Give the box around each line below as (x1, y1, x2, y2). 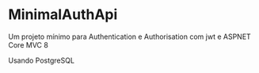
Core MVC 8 (8, 40, 49, 49)
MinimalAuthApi (8, 6, 118, 24)
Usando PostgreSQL (8, 56, 75, 65)
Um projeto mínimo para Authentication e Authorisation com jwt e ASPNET (8, 32, 251, 41)
